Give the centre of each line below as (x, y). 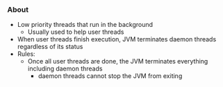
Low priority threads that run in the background (85, 25)
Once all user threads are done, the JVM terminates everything (118, 61)
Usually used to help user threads (76, 32)
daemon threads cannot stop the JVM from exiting (110, 76)
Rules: (26, 54)
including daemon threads (65, 69)
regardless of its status (50, 47)
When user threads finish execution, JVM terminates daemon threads (117, 39)
